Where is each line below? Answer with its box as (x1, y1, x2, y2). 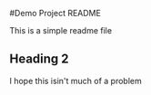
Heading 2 (9, 52, 70, 67)
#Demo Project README (9, 8, 102, 18)
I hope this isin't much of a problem (9, 75, 143, 86)
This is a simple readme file (9, 25, 112, 35)
